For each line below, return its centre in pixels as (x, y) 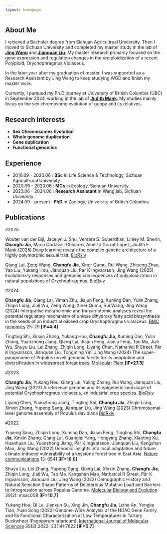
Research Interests (35, 120)
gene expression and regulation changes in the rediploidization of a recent (82, 58)
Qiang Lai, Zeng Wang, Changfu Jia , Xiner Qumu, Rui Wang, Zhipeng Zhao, (83, 265)
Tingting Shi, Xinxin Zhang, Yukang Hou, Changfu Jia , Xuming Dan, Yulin (80, 336)
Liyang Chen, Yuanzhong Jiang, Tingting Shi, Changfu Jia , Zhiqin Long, (79, 402)
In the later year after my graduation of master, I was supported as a (75, 73)
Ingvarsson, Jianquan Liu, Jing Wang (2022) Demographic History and (78, 479)
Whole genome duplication (41, 137)
